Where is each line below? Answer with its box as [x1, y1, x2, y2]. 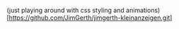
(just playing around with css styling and [6, 6, 125, 14]
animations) [125, 6, 161, 14]
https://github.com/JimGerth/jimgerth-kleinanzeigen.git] [8, 13, 173, 22]
